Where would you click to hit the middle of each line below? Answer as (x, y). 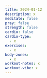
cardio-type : (18, 37)
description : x (20, 14)
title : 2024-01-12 (23, 9)
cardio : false (19, 32)
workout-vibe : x (21, 68)
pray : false (17, 23)
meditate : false (21, 18)
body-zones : (17, 55)
